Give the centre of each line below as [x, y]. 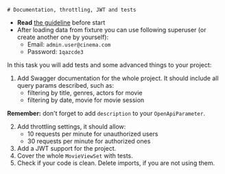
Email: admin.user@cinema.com [69, 44]
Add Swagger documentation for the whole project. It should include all [118, 78]
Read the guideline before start [61, 23]
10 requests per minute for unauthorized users [93, 134]
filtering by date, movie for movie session [86, 100]
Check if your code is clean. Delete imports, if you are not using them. [116, 163]
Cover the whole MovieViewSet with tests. [75, 156]
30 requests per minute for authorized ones [89, 141]
